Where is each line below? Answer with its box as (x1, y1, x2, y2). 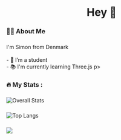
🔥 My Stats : (6, 80, 43, 88)
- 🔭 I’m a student (6, 56, 48, 64)
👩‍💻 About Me (6, 27, 45, 36)
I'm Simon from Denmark (6, 44, 69, 51)
